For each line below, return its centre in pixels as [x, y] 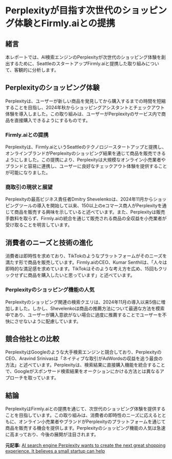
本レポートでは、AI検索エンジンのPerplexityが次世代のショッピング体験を [83, 57]
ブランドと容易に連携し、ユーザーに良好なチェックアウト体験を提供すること [86, 166]
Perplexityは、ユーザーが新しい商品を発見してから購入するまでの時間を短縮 [85, 101]
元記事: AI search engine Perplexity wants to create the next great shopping [85, 445]
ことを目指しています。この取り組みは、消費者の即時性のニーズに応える [81, 415]
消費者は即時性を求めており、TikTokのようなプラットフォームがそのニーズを [86, 256]
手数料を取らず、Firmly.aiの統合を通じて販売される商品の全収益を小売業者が [86, 218]
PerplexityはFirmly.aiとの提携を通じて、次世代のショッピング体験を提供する [85, 409]
